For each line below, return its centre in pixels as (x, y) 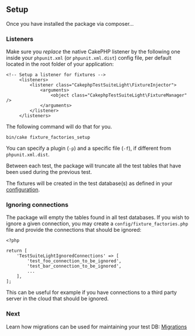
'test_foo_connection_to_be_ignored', (74, 261)
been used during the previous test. (49, 172)
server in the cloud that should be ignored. (57, 299)
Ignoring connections (37, 205)
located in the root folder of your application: (60, 64)
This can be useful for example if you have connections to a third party (92, 293)
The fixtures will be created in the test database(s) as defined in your (89, 183)
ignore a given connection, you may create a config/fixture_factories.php (97, 224)
